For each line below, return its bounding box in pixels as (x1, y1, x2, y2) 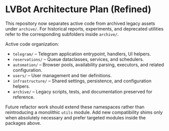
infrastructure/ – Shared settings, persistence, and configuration (12, 78, 152, 84)
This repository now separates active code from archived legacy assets (5, 20, 155, 26)
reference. (12, 94, 35, 100)
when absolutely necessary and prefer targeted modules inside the (5, 114, 146, 120)
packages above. (5, 120, 42, 126)
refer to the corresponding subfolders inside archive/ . (5, 31, 119, 37)
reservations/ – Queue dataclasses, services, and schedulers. (12, 56, 144, 62)
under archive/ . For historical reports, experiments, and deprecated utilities (5, 25, 164, 31)
